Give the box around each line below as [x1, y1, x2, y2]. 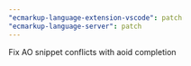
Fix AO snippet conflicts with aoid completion [8, 46, 177, 57]
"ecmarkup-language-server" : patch [8, 22, 142, 31]
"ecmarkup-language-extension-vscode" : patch [8, 13, 182, 23]
